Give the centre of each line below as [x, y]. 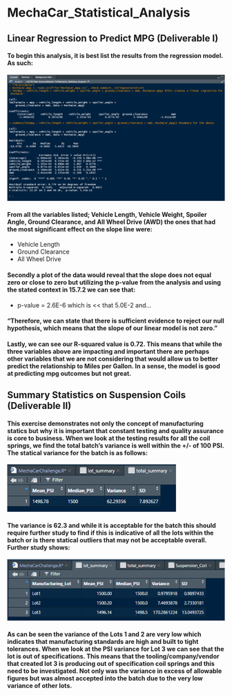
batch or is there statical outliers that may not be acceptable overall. [107, 540]
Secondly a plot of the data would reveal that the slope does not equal [109, 275]
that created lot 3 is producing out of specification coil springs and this [111, 664]
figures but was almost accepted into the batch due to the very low [105, 678]
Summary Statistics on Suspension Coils [97, 395]
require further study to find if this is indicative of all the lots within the [110, 533]
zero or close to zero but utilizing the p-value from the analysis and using [114, 282]
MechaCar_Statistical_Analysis [99, 13]
